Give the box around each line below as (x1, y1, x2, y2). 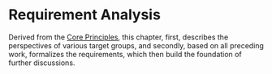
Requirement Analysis (8, 6, 161, 24)
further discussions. (8, 58, 76, 68)
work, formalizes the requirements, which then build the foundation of (8, 49, 242, 59)
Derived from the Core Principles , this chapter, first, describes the (8, 32, 229, 42)
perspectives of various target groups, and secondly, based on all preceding (8, 40, 264, 50)
